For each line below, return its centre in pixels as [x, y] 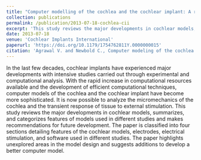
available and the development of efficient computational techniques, [92, 87]
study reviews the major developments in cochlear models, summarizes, [95, 112]
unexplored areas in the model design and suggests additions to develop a [98, 144]
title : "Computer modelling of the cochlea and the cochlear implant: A [99, 12]
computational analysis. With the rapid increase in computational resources [99, 80]
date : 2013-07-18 [28, 34]
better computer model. [35, 150]
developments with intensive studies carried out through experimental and [98, 74]
